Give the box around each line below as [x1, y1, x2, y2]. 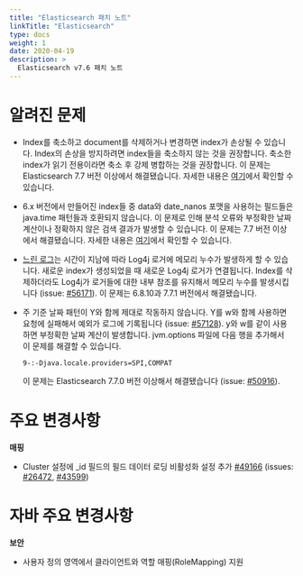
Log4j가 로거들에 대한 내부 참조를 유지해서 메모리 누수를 [61, 276, 259, 287]
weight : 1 [9, 38, 47, 48]
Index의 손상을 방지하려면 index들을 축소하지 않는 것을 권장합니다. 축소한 [34, 148, 291, 159]
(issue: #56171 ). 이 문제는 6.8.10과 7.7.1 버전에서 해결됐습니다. [39, 288, 257, 298]
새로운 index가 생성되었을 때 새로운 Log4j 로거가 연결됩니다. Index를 [41, 265, 284, 276]
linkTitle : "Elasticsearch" [9, 22, 115, 31]
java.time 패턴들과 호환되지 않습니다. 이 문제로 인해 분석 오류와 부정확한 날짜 [22, 212, 291, 223]
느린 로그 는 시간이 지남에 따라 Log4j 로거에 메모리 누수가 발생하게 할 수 [22, 253, 272, 264]
